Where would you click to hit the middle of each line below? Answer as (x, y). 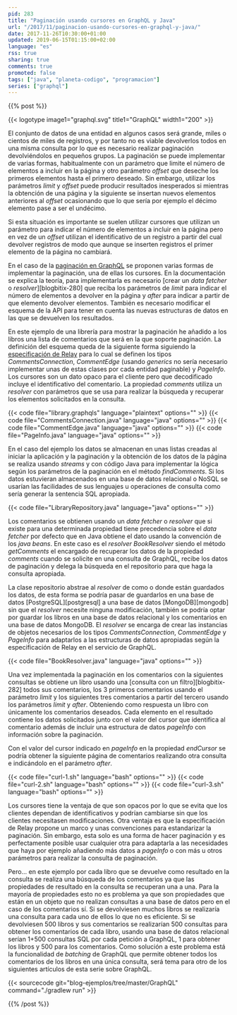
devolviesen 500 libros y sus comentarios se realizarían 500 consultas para (118, 924)
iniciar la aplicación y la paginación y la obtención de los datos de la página (117, 456)
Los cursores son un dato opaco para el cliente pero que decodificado (110, 377)
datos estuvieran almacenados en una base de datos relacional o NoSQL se (118, 479)
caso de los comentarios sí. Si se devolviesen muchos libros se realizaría (114, 909)
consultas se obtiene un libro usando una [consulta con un (93, 682)
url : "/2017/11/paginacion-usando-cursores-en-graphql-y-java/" (104, 27)
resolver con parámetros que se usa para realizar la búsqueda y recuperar (116, 391)
